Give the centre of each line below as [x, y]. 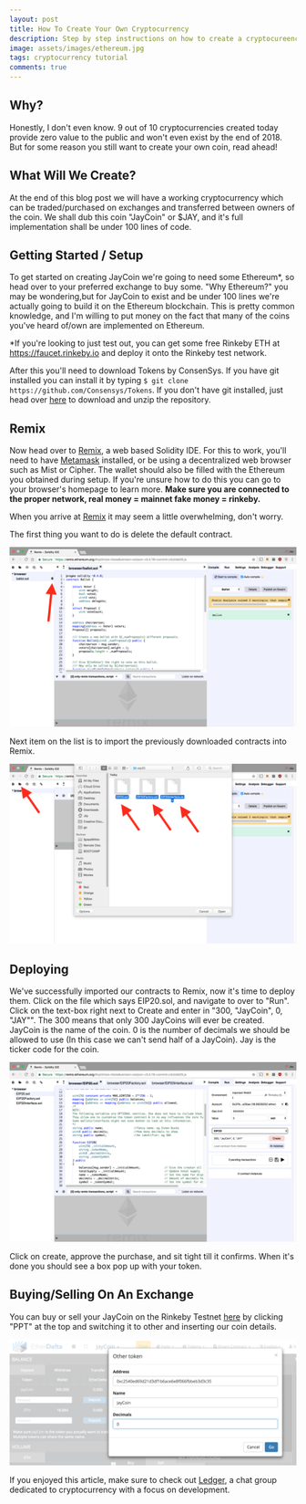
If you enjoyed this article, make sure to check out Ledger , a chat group [143, 1480]
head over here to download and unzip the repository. [110, 400]
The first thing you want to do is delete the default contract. [121, 535]
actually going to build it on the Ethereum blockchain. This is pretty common [152, 307]
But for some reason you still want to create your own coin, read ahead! [143, 147]
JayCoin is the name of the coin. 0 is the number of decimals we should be [150, 1030]
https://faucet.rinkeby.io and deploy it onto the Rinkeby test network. [138, 353]
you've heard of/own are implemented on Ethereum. [107, 326]
